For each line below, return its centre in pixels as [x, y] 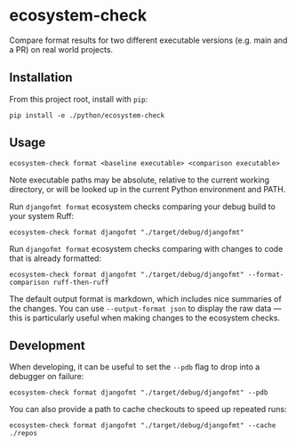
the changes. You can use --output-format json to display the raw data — [145, 308]
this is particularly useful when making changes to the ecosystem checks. [145, 318]
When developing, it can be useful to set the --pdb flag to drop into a [135, 367]
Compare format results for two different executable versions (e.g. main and [148, 40]
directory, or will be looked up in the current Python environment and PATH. [148, 189]
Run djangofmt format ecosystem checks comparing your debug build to [142, 207]
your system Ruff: [42, 215]
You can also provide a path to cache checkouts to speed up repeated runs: [148, 410]
